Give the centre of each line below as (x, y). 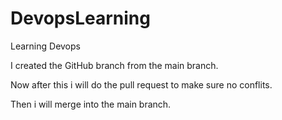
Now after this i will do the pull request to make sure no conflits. (141, 84)
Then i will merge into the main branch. (91, 104)
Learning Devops (45, 46)
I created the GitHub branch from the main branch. (114, 65)
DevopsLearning (80, 18)
